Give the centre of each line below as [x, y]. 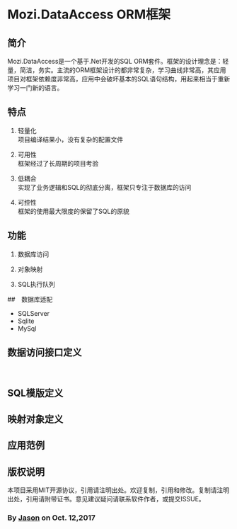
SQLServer [34, 313]
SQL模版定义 [35, 393]
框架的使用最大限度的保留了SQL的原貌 [73, 211]
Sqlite [26, 321]
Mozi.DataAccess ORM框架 [89, 15]
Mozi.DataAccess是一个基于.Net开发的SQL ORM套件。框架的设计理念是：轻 [118, 61]
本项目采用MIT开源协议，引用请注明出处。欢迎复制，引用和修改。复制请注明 [118, 490]
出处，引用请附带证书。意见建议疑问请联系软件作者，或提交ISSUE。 [106, 499]
